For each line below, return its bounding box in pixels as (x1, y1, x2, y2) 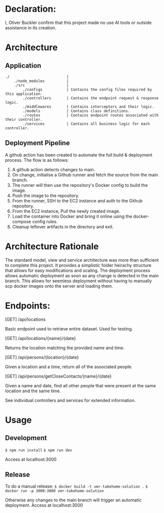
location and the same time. (5, 388, 61, 394)
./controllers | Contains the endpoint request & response (23, 95, 159, 101)
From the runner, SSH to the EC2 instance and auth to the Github (12, 198, 143, 203)
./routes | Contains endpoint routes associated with (23, 112, 159, 118)
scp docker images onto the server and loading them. (5, 283, 114, 289)
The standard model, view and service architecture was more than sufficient (5, 257, 159, 263)
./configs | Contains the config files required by (23, 87, 152, 92)
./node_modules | (14, 78, 69, 84)
